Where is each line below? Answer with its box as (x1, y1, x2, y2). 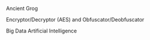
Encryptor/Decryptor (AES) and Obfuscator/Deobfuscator (6, 16, 145, 23)
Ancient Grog (6, 5, 38, 12)
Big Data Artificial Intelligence (6, 27, 77, 34)
